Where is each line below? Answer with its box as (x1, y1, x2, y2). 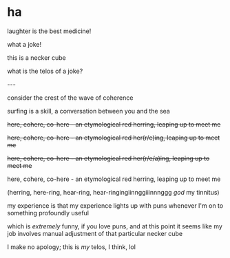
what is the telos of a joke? (7, 67, 83, 75)
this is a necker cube (7, 53, 67, 62)
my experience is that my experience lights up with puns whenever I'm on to (7, 201, 224, 210)
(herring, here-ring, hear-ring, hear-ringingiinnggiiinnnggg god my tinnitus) (7, 188, 220, 196)
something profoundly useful (7, 208, 90, 217)
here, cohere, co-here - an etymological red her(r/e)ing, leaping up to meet (7, 133, 220, 142)
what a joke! (7, 40, 42, 48)
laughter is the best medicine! (7, 27, 92, 35)
